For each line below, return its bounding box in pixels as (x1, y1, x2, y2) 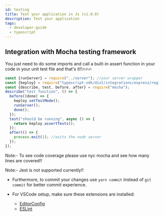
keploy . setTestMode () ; (14, 98, 60, 103)
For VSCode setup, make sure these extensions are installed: (12, 191, 135, 197)
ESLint (19, 206, 33, 212)
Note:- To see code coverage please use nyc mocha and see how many (5, 152, 150, 158)
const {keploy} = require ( (5, 80, 60, 85)
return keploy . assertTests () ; (14, 121, 76, 126)
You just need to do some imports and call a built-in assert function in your (5, 60, 155, 66)
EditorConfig (19, 200, 45, 206)
